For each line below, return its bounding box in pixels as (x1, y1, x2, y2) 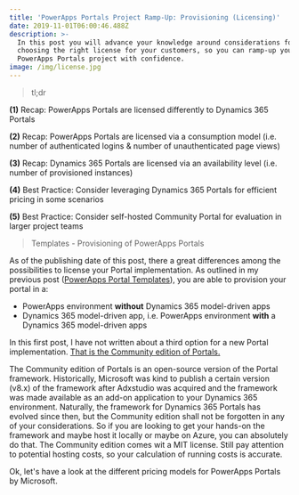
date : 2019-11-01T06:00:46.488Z (9, 21, 129, 30)
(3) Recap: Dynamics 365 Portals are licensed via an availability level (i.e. (9, 158, 278, 168)
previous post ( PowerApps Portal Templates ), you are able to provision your (9, 273, 287, 285)
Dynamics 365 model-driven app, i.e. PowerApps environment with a (21, 310, 276, 321)
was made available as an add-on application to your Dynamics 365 (9, 392, 258, 402)
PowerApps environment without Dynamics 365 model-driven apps (21, 300, 271, 312)
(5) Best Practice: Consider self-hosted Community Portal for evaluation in (9, 211, 282, 222)
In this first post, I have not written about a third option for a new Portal (9, 337, 269, 347)
